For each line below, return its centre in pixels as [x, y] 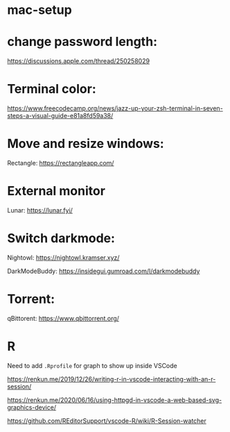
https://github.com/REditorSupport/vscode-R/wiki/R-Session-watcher [107, 421]
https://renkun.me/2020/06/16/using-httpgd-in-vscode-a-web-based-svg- [115, 400]
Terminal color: [52, 89]
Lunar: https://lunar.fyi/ [40, 210]
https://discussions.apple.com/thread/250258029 [79, 61]
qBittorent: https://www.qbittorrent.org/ [63, 318]
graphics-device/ [32, 407]
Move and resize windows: [86, 144]
